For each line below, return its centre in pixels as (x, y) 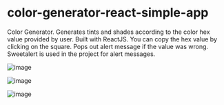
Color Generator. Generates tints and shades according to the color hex (109, 32)
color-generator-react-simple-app (108, 13)
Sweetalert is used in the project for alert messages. (81, 54)
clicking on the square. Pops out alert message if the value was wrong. (108, 46)
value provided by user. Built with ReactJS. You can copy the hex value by (112, 39)
